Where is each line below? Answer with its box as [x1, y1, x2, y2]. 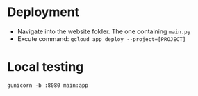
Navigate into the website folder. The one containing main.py [17, 27, 191, 35]
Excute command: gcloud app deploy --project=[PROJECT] [17, 34, 186, 42]
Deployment [7, 4, 80, 20]
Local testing [7, 59, 84, 75]
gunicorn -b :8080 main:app [7, 81, 89, 89]
